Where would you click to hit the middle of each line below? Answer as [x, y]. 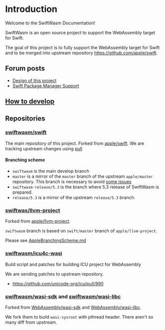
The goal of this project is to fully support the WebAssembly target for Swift [82, 47]
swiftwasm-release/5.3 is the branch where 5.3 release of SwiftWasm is [86, 187]
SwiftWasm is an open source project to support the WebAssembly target [80, 32]
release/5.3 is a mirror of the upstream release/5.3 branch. [74, 198]
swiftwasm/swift [26, 132]
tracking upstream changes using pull [44, 148]
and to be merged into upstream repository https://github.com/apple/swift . [82, 53]
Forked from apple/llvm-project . [38, 221]
